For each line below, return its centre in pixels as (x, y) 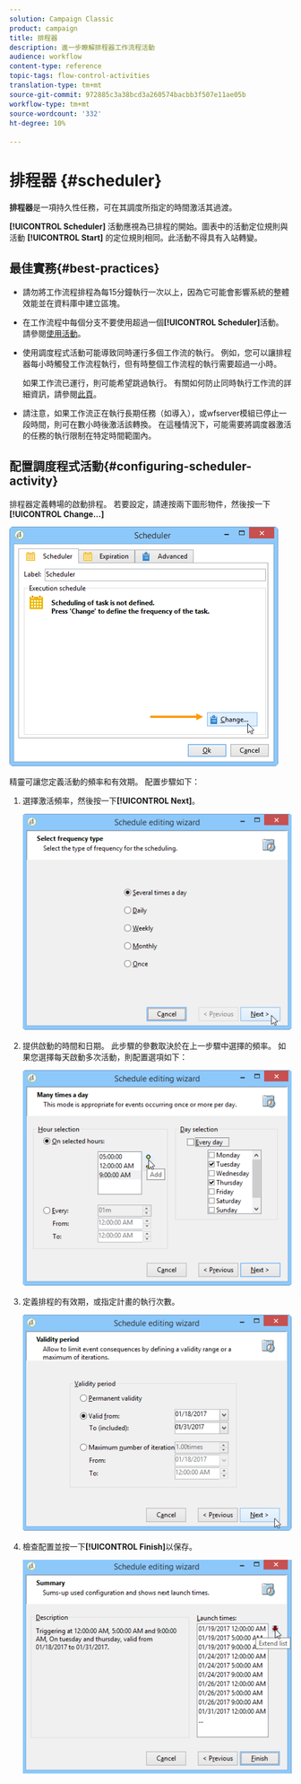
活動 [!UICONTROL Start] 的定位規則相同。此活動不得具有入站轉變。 (136, 238)
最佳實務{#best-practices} (85, 269)
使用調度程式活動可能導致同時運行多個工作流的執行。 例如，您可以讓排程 (157, 352)
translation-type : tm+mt (56, 85)
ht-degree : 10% (38, 123)
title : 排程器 (34, 38)
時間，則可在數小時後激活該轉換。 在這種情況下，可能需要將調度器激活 (161, 424)
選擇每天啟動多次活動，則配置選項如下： (113, 1057)
